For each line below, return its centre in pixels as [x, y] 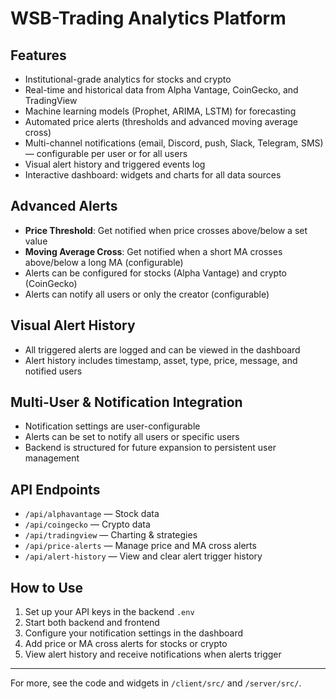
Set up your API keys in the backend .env [109, 612]
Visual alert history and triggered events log [115, 164]
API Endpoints [55, 489]
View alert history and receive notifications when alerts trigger [153, 654]
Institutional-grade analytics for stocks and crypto [128, 79]
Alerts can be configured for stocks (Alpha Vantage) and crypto [156, 273]
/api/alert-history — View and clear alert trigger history [143, 556]
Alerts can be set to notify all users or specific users [132, 437]
